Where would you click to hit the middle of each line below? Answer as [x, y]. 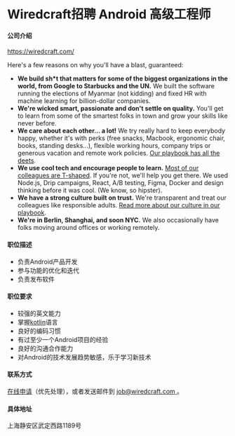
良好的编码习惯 [39, 331]
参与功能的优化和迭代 [48, 270]
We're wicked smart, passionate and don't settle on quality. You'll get [120, 109]
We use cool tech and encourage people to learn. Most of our [108, 168]
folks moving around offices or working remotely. [88, 228]
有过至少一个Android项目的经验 [63, 339]
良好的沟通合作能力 [45, 348]
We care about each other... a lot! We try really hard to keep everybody [121, 131]
